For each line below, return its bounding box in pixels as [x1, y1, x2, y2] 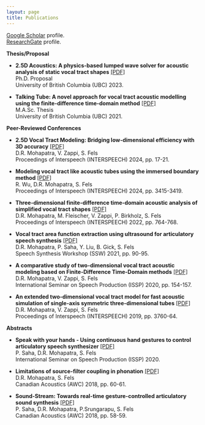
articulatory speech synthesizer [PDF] [15, 342, 115, 350]
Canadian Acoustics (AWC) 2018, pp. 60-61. [15, 380, 127, 388]
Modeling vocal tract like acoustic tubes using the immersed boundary [15, 168, 199, 175]
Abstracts [6, 324, 32, 331]
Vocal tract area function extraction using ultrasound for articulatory [15, 230, 194, 237]
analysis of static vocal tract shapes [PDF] [15, 68, 125, 75]
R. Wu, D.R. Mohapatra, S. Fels [15, 180, 93, 188]
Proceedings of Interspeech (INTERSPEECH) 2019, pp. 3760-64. [15, 312, 177, 320]
